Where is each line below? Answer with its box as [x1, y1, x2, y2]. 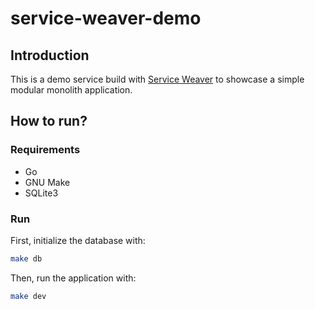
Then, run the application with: [10, 272, 137, 284]
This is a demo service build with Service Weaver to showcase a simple [10, 73, 305, 85]
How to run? [10, 113, 88, 130]
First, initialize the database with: [10, 234, 146, 246]
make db [10, 253, 43, 264]
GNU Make [24, 176, 71, 188]
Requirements [10, 143, 81, 157]
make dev [10, 291, 47, 301]
